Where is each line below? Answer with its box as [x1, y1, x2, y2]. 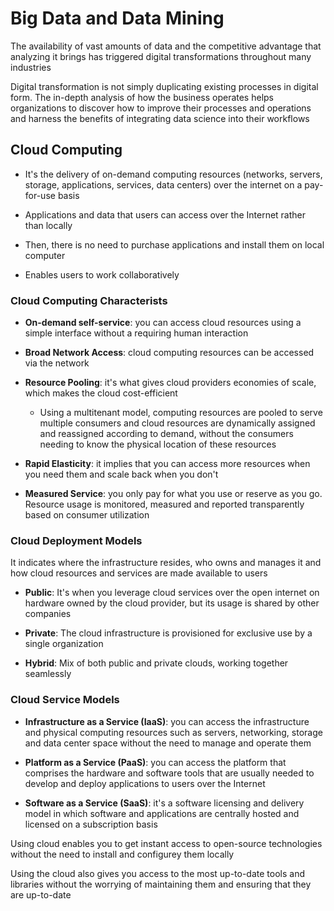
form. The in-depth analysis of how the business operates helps [10, 91, 274, 103]
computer [24, 249, 66, 261]
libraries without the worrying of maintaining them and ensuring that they [10, 878, 312, 890]
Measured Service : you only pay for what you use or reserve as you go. [24, 488, 323, 500]
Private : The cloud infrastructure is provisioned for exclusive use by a [24, 627, 313, 639]
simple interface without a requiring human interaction [24, 327, 249, 339]
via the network [24, 357, 90, 369]
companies [24, 608, 72, 620]
